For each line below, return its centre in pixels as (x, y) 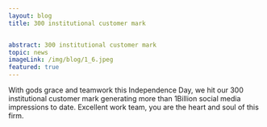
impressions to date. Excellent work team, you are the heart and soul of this (134, 107)
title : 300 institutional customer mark (77, 23)
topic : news (28, 52)
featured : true (34, 68)
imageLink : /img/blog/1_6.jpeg (61, 60)
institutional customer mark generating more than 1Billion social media (125, 98)
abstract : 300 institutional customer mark (83, 45)
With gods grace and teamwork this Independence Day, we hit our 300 (126, 90)
